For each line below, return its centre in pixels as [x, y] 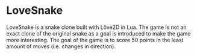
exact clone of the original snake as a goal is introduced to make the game [98, 33]
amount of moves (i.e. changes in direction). [61, 46]
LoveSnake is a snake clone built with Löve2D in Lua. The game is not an [96, 27]
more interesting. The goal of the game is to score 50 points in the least [95, 40]
